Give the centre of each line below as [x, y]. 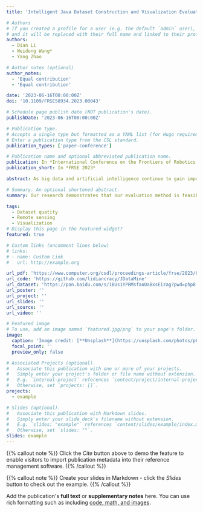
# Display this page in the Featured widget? [64, 229]
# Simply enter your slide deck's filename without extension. [90, 419]
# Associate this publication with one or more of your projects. [94, 369]
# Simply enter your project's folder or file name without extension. [101, 374]
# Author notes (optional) [40, 67]
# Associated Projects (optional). [51, 363]
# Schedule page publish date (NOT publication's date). [79, 112]
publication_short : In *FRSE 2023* [51, 168]
